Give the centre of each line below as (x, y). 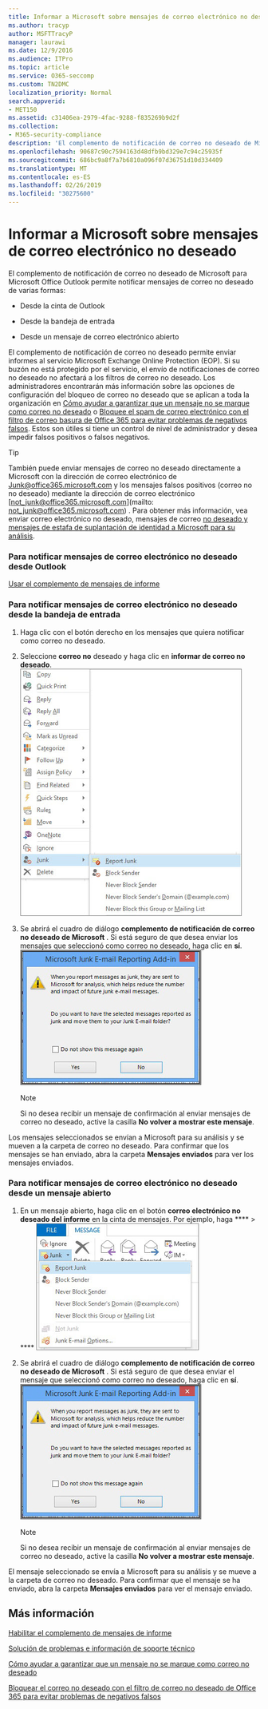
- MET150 (23, 109)
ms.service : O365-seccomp (51, 76)
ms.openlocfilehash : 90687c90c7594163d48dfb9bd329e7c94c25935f (116, 152)
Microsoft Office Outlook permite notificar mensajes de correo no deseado (131, 282)
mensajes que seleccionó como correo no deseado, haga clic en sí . (131, 946)
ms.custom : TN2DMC (39, 84)
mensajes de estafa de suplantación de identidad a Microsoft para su (122, 527)
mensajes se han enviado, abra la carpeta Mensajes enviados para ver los (131, 1154)
